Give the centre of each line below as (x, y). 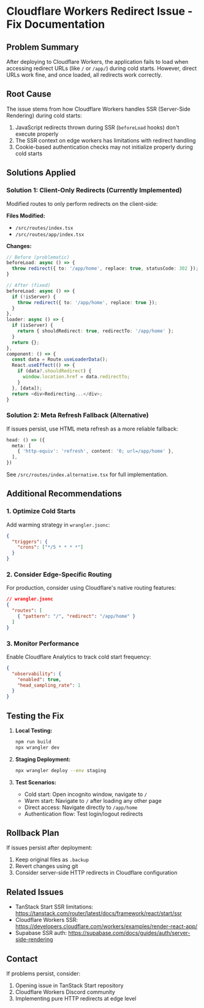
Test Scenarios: (36, 782)
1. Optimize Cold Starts (41, 511)
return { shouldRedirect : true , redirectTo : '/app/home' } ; (96, 331)
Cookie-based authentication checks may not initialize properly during (104, 147)
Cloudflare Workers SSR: (47, 920)
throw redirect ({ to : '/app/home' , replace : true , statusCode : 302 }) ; (105, 268)
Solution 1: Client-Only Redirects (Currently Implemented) (94, 190)
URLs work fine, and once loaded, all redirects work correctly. (84, 75)
